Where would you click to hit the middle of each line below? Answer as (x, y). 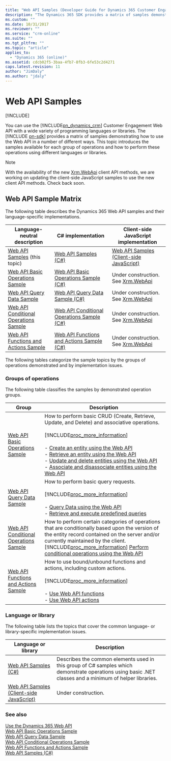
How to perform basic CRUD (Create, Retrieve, (100, 416)
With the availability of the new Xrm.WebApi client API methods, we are (80, 172)
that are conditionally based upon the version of (102, 528)
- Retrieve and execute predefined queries (95, 513)
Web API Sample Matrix (44, 199)
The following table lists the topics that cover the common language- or (80, 626)
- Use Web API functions (74, 594)
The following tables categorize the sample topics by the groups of (76, 360)
